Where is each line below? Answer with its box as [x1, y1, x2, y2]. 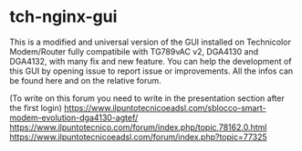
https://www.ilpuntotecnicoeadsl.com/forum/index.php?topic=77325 [9, 131, 267, 142]
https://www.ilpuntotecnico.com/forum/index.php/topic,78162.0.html [9, 121, 267, 133]
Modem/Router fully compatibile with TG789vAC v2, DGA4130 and [9, 45, 259, 56]
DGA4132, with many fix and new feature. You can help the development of [9, 55, 292, 66]
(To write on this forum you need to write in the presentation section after [9, 93, 285, 104]
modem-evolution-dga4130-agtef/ [9, 112, 139, 123]
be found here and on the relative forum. [9, 75, 161, 86]
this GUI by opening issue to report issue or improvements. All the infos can [9, 65, 294, 76]
